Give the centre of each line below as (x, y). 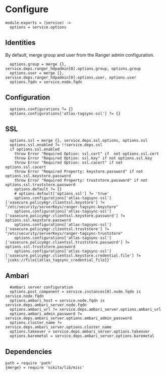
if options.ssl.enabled (35, 150)
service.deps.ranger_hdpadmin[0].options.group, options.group (73, 69)
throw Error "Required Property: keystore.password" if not (79, 172)
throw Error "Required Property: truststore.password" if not (81, 181)
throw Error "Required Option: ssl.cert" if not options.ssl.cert (87, 154)
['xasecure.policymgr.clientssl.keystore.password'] (62, 216)
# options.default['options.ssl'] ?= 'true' (62, 194)
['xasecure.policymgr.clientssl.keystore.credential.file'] (70, 256)
